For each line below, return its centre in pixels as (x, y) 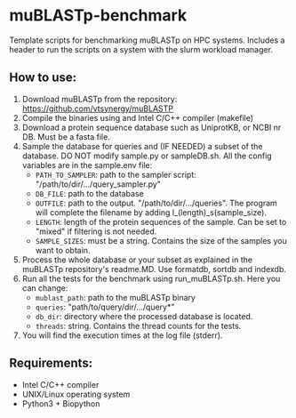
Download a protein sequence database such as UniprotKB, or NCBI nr (152, 127)
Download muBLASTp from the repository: (100, 99)
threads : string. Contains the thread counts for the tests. (138, 326)
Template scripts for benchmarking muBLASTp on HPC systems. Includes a (147, 40)
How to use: (43, 78)
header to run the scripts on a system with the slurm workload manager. (141, 49)
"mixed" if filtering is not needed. (96, 231)
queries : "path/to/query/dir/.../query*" (105, 307)
